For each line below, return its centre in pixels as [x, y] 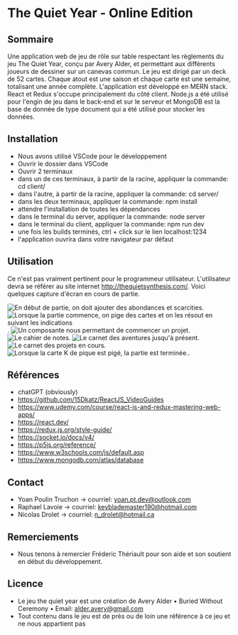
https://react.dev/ [43, 422]
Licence [26, 584]
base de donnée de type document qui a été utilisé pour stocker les [106, 109]
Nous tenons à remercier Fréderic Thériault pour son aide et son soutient [124, 554]
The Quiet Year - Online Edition [100, 13]
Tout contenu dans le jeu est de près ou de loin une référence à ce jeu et [124, 616]
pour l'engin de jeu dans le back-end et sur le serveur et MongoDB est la [114, 102]
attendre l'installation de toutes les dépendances [89, 209]
